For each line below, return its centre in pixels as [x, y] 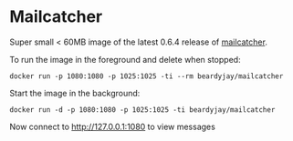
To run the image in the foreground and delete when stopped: [125, 59]
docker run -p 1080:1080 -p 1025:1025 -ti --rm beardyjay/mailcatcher [146, 76]
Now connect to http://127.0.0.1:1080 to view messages [113, 126]
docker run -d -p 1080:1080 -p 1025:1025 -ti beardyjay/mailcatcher [142, 110]
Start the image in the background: [75, 93]
